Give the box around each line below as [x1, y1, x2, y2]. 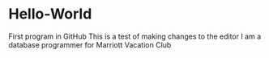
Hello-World [8, 5, 92, 23]
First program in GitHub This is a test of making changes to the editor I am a [8, 31, 262, 41]
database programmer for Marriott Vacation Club [8, 39, 172, 49]
